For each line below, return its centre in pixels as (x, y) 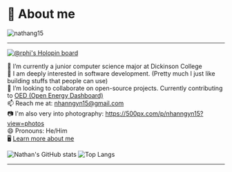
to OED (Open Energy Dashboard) (55, 95)
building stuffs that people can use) (58, 80)
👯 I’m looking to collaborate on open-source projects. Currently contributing (115, 88)
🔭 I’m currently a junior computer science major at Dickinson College (105, 66)
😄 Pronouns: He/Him (37, 131)
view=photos (26, 123)
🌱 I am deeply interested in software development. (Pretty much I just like (111, 73)
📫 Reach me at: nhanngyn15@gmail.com (66, 103)
